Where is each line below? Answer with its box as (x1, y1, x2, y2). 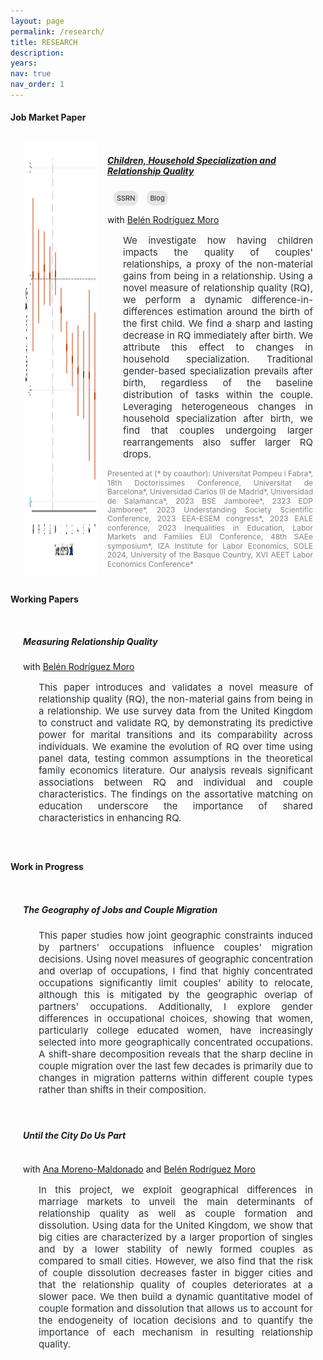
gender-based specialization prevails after (123, 365, 313, 378)
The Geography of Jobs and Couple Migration (23, 903, 218, 915)
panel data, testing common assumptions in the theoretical (38, 752, 313, 765)
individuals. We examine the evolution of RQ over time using (38, 740, 313, 754)
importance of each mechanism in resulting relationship (38, 1326, 313, 1339)
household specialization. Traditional (123, 353, 313, 366)
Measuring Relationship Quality (23, 636, 158, 648)
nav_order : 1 (10, 80, 65, 90)
